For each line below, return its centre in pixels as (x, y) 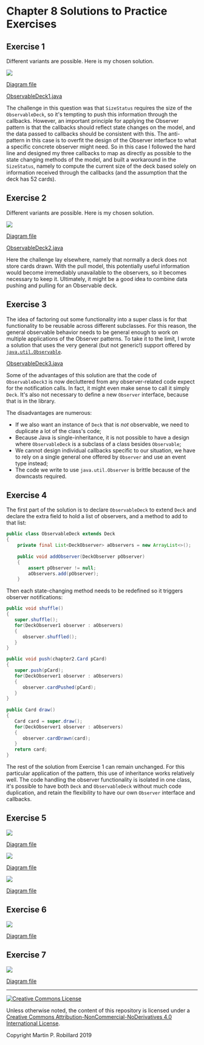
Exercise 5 (26, 818)
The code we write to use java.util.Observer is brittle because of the (102, 470)
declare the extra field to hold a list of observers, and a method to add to (97, 516)
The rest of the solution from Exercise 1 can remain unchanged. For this (96, 767)
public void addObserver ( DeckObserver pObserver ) (81, 557)
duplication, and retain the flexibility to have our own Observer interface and (101, 793)
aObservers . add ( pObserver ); (63, 574)
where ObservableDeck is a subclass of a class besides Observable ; (98, 444)
